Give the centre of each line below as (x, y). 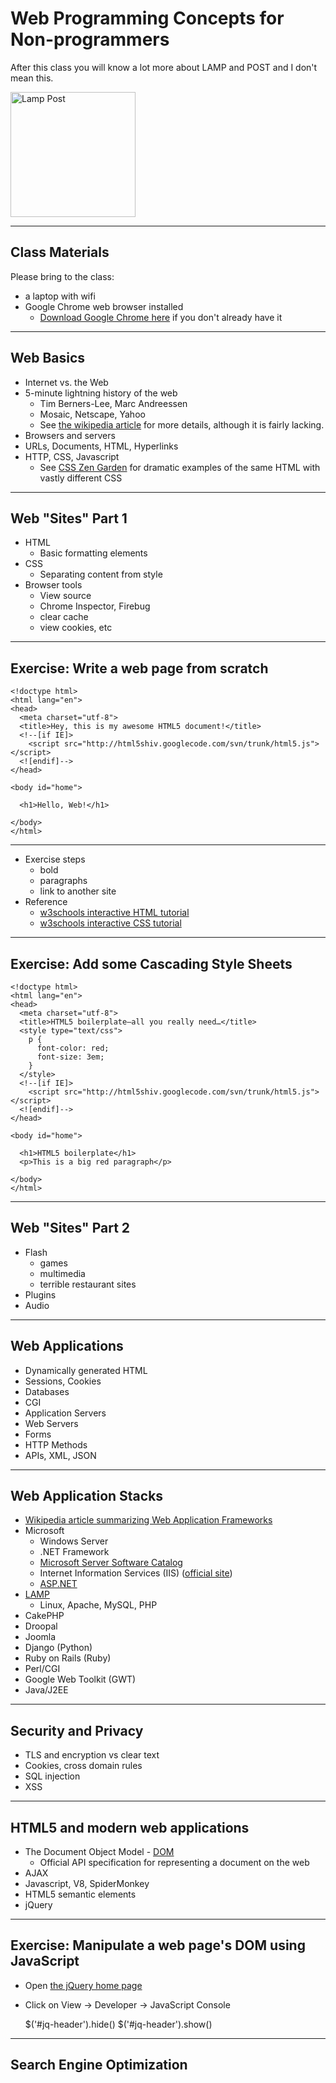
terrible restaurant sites (88, 1284)
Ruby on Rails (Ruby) (68, 1658)
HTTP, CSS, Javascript (72, 456)
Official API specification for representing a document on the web (174, 1863)
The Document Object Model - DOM (99, 1852)
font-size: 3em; (70, 1057)
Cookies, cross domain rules (83, 1766)
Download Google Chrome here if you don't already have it (161, 317)
